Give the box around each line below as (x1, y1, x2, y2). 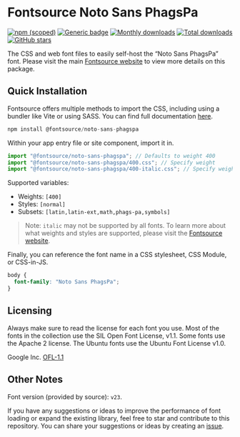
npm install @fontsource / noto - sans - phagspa (7, 126, 139, 133)
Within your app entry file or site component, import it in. (7, 139, 174, 147)
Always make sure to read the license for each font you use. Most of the (7, 323, 220, 332)
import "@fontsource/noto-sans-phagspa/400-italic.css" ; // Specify (7, 166, 216, 173)
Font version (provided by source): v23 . (7, 392, 123, 401)
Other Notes (7, 373, 63, 386)
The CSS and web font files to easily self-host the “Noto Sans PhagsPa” (7, 49, 219, 58)
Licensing (7, 305, 52, 317)
